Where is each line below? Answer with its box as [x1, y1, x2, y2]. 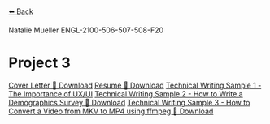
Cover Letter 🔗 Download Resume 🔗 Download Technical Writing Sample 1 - [8, 80, 262, 90]
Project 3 [8, 53, 71, 72]
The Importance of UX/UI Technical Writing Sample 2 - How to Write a [8, 88, 243, 99]
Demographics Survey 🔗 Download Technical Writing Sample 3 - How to [8, 97, 250, 107]
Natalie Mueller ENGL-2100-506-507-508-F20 [8, 25, 164, 35]
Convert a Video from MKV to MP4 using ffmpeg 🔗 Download [8, 106, 214, 116]
